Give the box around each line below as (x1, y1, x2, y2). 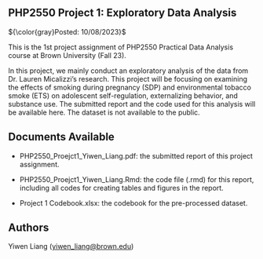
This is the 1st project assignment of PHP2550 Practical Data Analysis (8, 42, 234, 52)
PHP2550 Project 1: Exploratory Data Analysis (8, 6, 237, 20)
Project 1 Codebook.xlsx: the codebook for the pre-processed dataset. (19, 198, 248, 207)
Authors (8, 221, 49, 235)
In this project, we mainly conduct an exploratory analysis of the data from (8, 66, 249, 75)
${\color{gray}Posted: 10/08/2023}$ (8, 27, 127, 36)
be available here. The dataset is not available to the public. (8, 108, 200, 117)
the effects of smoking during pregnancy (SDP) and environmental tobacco (8, 82, 251, 92)
